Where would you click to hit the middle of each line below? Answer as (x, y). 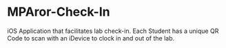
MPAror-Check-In (59, 12)
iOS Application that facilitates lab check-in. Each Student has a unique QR (113, 31)
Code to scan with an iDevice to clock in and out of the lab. (91, 38)
